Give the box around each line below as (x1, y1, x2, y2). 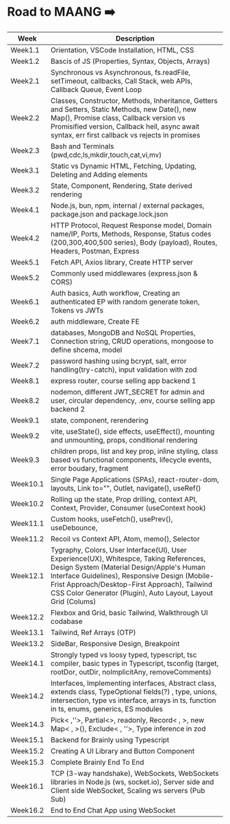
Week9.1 (10, 415, 40, 425)
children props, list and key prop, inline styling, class (50, 446, 219, 456)
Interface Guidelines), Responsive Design (50, 570, 183, 580)
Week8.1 (10, 376, 40, 386)
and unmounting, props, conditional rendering (50, 435, 198, 445)
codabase (50, 616, 84, 626)
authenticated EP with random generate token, (50, 297, 200, 307)
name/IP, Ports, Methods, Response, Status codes (50, 229, 212, 238)
